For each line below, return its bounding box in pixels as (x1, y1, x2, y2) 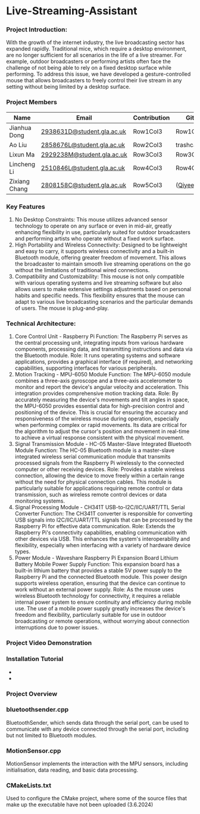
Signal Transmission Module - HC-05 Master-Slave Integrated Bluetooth (14, 441, 192, 448)
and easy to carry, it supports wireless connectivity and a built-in (14, 248, 174, 255)
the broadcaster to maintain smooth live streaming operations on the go (14, 260, 191, 267)
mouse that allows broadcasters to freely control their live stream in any (6, 77, 182, 84)
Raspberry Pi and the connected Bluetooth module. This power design (14, 573, 187, 581)
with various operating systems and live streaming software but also (14, 279, 183, 286)
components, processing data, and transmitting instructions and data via (14, 345, 193, 353)
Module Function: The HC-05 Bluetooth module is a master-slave (14, 447, 174, 454)
